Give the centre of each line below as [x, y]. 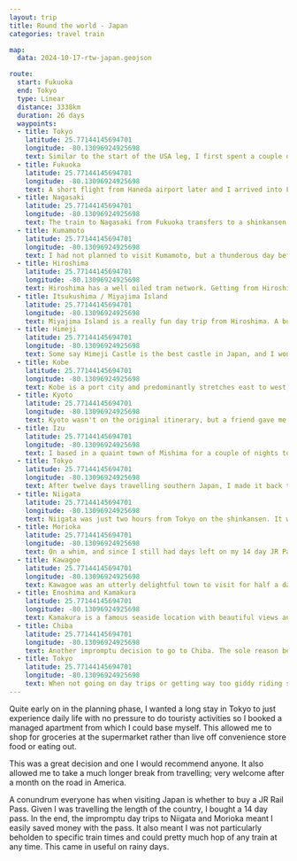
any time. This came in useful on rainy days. [89, 846]
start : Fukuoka [45, 82]
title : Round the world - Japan [69, 26]
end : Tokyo [37, 90]
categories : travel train [57, 34]
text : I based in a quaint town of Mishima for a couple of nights [152, 453]
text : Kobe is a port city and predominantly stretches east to [146, 387]
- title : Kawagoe [49, 560]
